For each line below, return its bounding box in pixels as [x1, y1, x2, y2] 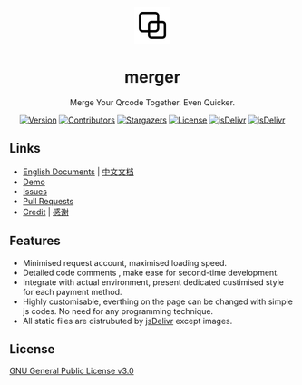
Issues [22, 185, 48, 197]
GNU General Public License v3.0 [9, 366, 134, 377]
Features [9, 233, 61, 249]
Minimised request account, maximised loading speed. [22, 257, 227, 268]
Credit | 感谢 [22, 206, 70, 217]
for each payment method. [22, 286, 122, 297]
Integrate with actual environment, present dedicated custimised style [22, 276, 284, 288]
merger [123, 67, 181, 88]
